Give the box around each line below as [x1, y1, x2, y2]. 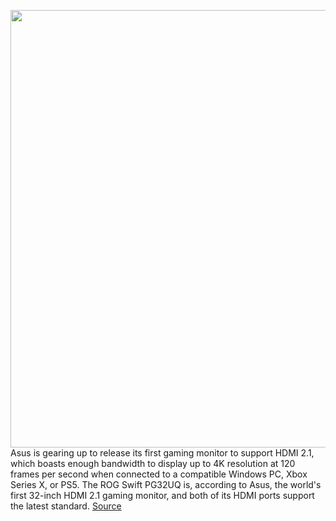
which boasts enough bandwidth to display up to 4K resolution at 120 [10, 458, 296, 469]
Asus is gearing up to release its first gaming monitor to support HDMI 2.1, [10, 447, 315, 459]
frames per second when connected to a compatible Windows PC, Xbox [10, 468, 308, 480]
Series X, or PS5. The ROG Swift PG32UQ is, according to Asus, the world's [10, 479, 322, 490]
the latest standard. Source [10, 500, 122, 512]
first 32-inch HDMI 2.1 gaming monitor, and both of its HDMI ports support [10, 490, 315, 501]
